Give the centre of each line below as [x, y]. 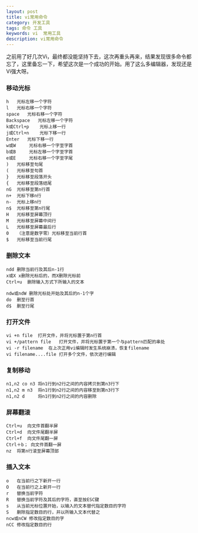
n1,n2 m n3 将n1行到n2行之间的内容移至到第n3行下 [63, 390]
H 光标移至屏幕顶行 [29, 215]
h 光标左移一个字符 [29, 102]
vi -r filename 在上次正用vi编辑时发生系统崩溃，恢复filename [78, 348]
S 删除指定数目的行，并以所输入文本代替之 [53, 512]
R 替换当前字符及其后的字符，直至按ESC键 [53, 499]
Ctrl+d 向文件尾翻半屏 [32, 432]
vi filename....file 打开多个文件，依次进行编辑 [61, 354]
